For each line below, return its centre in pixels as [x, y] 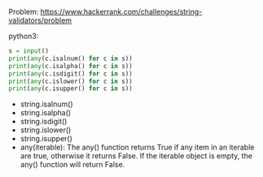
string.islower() [46, 130]
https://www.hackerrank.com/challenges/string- [121, 12]
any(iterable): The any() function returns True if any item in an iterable [137, 147]
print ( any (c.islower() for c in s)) [70, 81]
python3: [24, 36]
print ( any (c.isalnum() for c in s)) [70, 58]
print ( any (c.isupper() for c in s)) [70, 88]
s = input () [28, 51]
